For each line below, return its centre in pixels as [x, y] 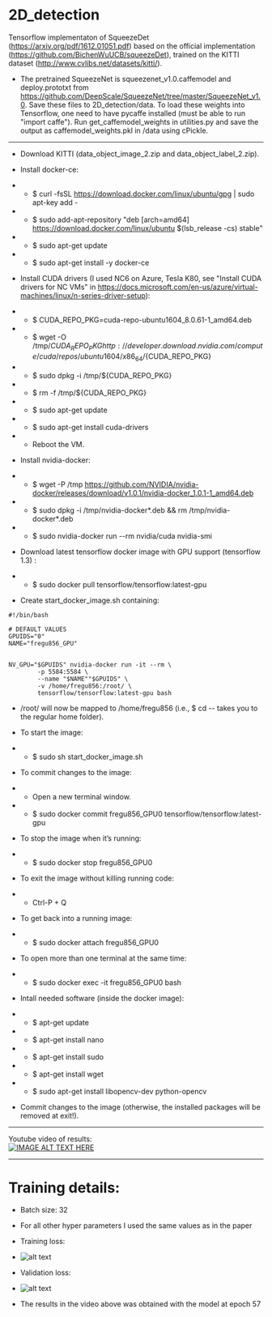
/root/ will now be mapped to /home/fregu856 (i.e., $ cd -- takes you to [139, 708]
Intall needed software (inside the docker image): [102, 998]
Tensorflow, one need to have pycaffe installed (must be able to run [132, 113]
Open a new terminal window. [82, 796]
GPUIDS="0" [27, 636]
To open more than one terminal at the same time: [103, 958]
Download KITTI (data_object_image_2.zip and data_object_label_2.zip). [140, 153]
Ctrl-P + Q [49, 902]
